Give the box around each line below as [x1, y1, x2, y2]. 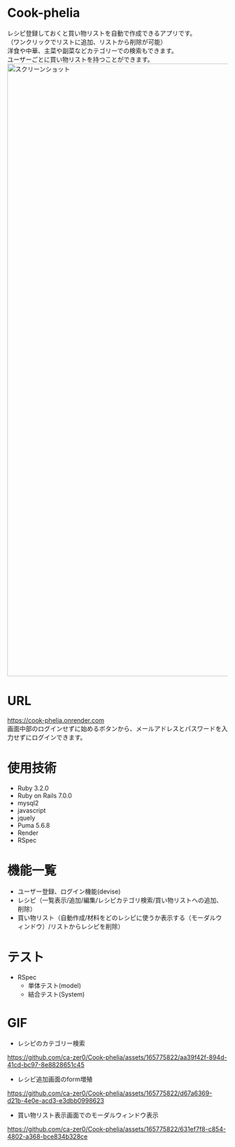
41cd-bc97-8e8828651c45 [7, 1060, 85, 1069]
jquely [17, 814, 36, 822]
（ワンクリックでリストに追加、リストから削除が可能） [7, 37, 166, 46]
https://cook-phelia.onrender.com [7, 716, 105, 724]
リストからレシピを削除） [50, 922, 124, 931]
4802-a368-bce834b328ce [7, 1132, 88, 1141]
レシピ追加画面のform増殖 [17, 1075, 93, 1083]
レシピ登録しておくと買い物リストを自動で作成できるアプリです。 [7, 29, 197, 37]
